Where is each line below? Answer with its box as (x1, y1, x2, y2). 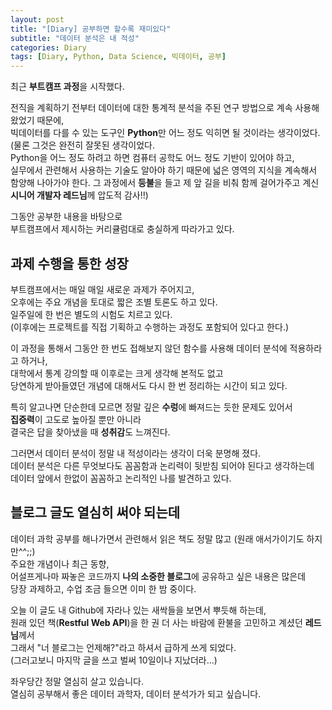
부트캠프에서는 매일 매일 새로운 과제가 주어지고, (10, 283, 195, 295)
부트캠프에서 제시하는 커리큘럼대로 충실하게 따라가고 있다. (10, 223, 235, 235)
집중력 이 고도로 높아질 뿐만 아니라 (10, 413, 142, 425)
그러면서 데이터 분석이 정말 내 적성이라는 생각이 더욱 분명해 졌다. (10, 447, 262, 459)
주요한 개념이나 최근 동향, (10, 557, 110, 570)
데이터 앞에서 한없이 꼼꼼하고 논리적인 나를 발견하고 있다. (10, 472, 232, 484)
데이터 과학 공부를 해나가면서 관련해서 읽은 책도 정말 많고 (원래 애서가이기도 (10, 532, 305, 545)
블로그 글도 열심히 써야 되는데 (10, 504, 181, 521)
